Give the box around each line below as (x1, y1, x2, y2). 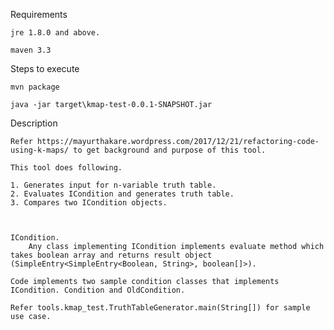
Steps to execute (10, 63, 80, 74)
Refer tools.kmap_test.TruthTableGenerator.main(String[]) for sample (10, 303, 311, 313)
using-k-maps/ (10, 145, 70, 155)
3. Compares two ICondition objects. (10, 198, 168, 208)
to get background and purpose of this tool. (73, 145, 267, 155)
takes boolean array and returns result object (10, 250, 213, 260)
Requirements (10, 9, 68, 20)
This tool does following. (10, 163, 123, 173)
